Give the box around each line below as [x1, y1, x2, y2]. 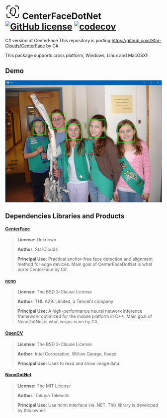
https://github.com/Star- [111, 37, 162, 43]
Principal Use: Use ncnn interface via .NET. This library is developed [17, 402, 159, 408]
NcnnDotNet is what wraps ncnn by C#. [17, 319, 99, 325]
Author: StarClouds [17, 246, 58, 252]
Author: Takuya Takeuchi [17, 392, 70, 398]
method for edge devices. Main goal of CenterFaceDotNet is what [17, 261, 153, 267]
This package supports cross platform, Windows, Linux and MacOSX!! [5, 52, 149, 58]
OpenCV [5, 330, 23, 336]
